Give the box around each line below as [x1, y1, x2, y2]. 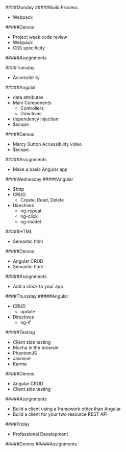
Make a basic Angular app [12, 166, 68, 172]
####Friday [5, 421, 30, 427]
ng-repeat [20, 208, 42, 214]
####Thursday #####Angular [5, 293, 69, 299]
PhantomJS [12, 350, 37, 356]
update [20, 309, 36, 314]
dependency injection [12, 116, 59, 122]
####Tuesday [5, 65, 35, 70]
